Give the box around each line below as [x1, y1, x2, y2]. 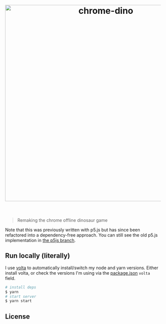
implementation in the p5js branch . [5, 237, 76, 243]
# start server [5, 294, 37, 299]
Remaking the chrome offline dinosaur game [17, 217, 108, 223]
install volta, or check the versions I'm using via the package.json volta [5, 270, 150, 276]
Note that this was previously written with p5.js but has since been [5, 227, 140, 233]
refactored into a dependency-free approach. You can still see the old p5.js [5, 232, 158, 238]
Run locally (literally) [5, 251, 70, 260]
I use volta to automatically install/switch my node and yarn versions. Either [5, 265, 159, 271]
